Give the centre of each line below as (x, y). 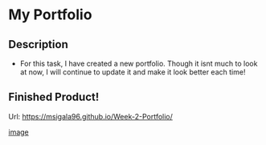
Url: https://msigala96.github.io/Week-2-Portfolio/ (90, 116)
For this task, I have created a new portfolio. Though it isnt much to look (139, 63)
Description (38, 44)
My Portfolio (50, 15)
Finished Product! (54, 97)
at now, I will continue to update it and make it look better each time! (133, 72)
